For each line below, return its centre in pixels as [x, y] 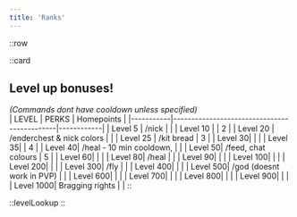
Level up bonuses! [62, 89]
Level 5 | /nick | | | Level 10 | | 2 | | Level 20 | [193, 129]
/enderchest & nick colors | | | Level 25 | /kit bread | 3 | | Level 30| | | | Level [148, 138]
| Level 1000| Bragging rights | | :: [71, 186]
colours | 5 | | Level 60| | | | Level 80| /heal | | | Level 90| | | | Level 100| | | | [147, 157]
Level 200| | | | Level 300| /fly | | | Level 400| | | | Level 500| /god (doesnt [144, 167]
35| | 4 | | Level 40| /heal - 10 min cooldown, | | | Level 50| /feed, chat [137, 147]
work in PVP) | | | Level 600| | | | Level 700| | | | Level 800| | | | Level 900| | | [149, 176]
